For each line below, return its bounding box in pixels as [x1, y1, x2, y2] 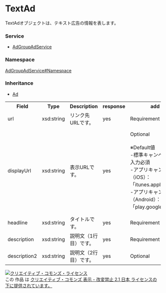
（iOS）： [130, 174, 151, 181]
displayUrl [7, 167, 31, 174]
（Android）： [130, 196, 162, 203]
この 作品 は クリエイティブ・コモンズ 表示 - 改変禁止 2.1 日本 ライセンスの [5, 276, 157, 282]
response [102, 102, 125, 109]
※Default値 [130, 144, 156, 151]
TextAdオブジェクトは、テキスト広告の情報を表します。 [5, 20, 119, 26]
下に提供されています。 [5, 283, 53, 289]
